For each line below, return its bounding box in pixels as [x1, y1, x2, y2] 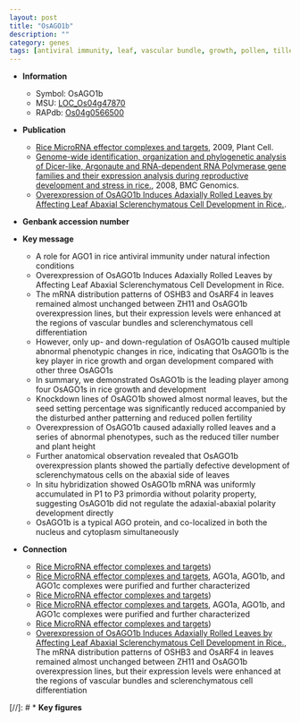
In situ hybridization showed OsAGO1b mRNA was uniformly [35, 480, 256, 490]
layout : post [9, 13, 58, 22]
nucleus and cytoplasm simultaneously [35, 527, 179, 538]
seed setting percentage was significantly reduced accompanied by [35, 403, 286, 414]
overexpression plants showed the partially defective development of [35, 460, 290, 471]
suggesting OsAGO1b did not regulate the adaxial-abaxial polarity [35, 498, 277, 509]
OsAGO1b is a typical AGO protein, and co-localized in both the [35, 517, 268, 528]
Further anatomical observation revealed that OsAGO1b [35, 451, 239, 462]
